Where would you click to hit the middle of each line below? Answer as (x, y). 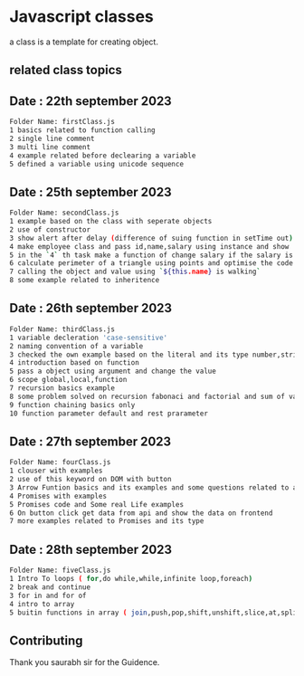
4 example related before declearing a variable (103, 156)
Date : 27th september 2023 (90, 441)
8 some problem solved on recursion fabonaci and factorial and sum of (147, 396)
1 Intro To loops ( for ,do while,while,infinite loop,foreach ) (131, 579)
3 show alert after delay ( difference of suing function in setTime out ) (152, 238)
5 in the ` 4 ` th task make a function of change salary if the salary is (152, 255)
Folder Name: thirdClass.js (62, 329)
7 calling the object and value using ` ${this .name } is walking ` (135, 272)
